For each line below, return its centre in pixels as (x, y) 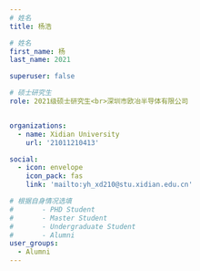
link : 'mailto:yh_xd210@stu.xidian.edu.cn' (110, 185)
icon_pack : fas (55, 176)
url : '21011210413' (63, 142)
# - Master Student (58, 218)
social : (24, 159)
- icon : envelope (50, 168)
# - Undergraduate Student (73, 226)
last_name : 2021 (40, 60)
